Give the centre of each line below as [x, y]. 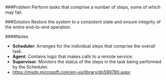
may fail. [14, 12]
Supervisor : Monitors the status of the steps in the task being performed [87, 62]
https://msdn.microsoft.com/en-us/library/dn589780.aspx [71, 72]
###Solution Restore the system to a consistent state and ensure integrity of [83, 22]
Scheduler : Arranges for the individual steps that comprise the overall [83, 46]
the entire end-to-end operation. [38, 27]
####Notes [17, 37]
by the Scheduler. [30, 67]
